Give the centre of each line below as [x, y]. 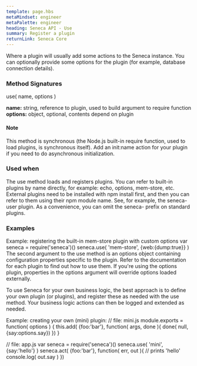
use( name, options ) [31, 97]
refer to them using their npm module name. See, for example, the [86, 200]
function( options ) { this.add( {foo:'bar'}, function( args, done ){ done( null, [97, 327]
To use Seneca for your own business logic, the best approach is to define [96, 290]
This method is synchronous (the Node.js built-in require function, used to [96, 141]
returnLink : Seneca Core [36, 39]
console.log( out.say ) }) [35, 357]
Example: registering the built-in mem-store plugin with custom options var [97, 241]
